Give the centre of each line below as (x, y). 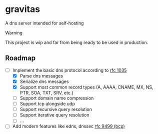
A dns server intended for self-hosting (44, 23)
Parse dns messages (41, 75)
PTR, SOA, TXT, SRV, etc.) (46, 93)
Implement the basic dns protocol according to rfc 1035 (69, 70)
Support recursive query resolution (56, 109)
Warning (14, 32)
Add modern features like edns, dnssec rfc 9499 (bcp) (68, 126)
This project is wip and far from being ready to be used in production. (77, 42)
